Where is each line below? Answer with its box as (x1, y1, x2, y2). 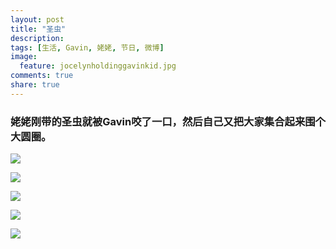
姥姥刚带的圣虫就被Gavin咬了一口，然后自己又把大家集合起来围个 (10, 114, 326, 128)
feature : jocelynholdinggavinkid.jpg (19, 61, 177, 71)
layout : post (10, 14, 65, 25)
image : (10, 52, 38, 62)
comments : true (10, 71, 74, 81)
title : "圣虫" (10, 24, 67, 34)
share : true (10, 80, 60, 90)
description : (10, 33, 65, 43)
